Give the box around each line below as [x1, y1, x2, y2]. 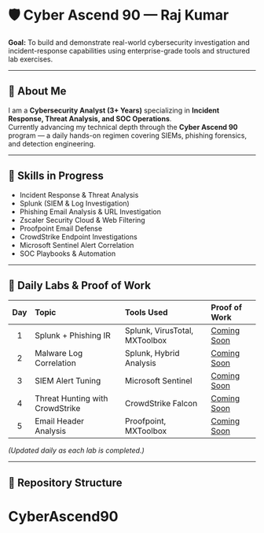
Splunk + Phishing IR [35, 330, 112, 341]
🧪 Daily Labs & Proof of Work [8, 279, 152, 292]
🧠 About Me [8, 84, 67, 98]
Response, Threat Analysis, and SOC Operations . [8, 113, 172, 123]
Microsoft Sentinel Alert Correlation [19, 240, 134, 250]
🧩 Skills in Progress [8, 169, 104, 183]
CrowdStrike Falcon [124, 398, 198, 409]
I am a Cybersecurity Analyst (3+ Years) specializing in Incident [8, 105, 220, 115]
